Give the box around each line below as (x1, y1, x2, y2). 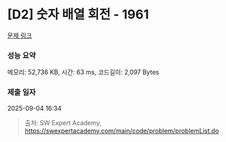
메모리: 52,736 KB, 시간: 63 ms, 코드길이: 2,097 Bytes (7, 68, 160, 76)
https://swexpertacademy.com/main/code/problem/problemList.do (24, 126, 220, 135)
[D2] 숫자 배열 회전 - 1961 (7, 6, 150, 23)
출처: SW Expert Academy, (24, 118, 102, 127)
